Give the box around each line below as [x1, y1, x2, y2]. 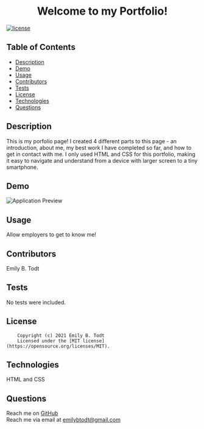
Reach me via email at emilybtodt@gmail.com [6, 416, 121, 424]
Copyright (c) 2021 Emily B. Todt [17, 332, 105, 339]
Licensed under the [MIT [17, 338, 80, 344]
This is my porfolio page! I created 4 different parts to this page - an [6, 137, 177, 144]
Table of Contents [6, 42, 76, 52]
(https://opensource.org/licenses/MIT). [6, 343, 111, 349]
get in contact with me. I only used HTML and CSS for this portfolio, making [6, 151, 196, 158]
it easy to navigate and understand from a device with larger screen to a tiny [6, 157, 198, 164]
